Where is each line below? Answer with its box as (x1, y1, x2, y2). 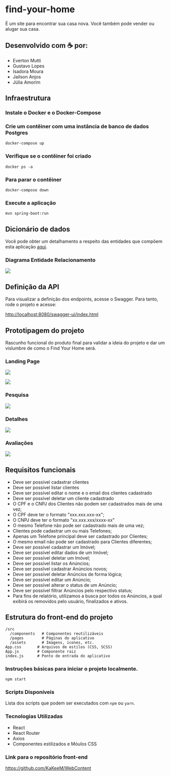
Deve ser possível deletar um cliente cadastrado (12, 495, 115, 501)
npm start (5, 677, 26, 682)
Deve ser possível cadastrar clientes (12, 479, 89, 485)
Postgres (5, 129, 28, 136)
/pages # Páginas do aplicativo (10, 635, 95, 641)
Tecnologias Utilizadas (5, 713, 63, 720)
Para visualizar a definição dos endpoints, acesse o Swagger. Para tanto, (5, 296, 158, 302)
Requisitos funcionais (5, 465, 76, 474)
